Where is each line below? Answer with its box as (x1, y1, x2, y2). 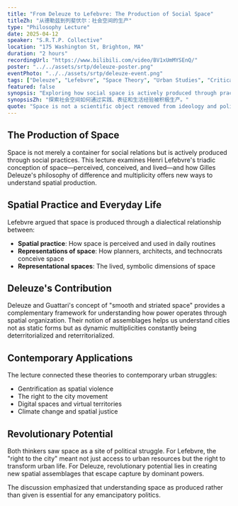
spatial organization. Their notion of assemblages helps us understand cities (7, 316, 230, 325)
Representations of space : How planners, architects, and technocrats (17, 247, 223, 255)
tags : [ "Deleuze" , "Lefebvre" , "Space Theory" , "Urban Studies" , (7, 76, 205, 84)
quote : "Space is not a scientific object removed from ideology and (7, 103, 217, 110)
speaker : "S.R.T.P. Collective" (7, 37, 103, 44)
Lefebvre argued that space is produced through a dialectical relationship (7, 217, 222, 226)
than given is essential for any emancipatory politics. (7, 490, 161, 499)
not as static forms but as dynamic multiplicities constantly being (7, 324, 197, 333)
